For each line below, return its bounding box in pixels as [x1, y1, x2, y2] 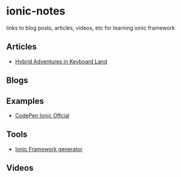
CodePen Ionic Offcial [14, 112, 69, 119]
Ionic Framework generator [14, 145, 83, 152]
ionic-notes [6, 4, 66, 18]
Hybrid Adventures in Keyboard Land [14, 57, 107, 65]
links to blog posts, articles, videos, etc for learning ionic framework [6, 24, 175, 31]
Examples [6, 95, 44, 106]
